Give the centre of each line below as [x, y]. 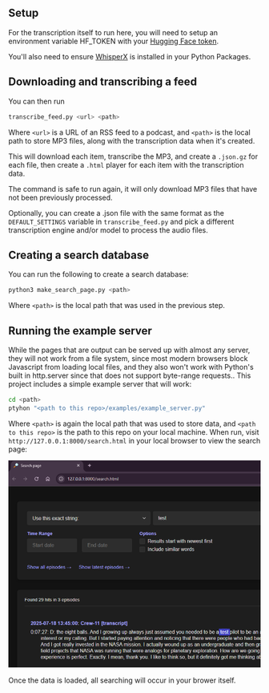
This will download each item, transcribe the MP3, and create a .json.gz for [133, 156]
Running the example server [80, 331]
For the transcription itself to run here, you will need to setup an [113, 32]
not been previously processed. [61, 197]
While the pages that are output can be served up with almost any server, [129, 350]
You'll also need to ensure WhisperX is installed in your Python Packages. [130, 56]
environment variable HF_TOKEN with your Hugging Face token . [113, 41]
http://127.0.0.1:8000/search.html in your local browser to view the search [134, 440]
